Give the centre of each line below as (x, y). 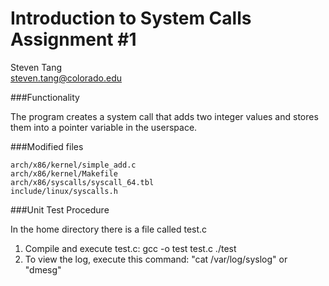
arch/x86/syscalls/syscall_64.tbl (82, 182)
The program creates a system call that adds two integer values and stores (164, 116)
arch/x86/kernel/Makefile (64, 173)
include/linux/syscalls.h (64, 191)
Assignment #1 (73, 39)
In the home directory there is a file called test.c (109, 229)
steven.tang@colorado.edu (66, 78)
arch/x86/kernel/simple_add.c (73, 165)
